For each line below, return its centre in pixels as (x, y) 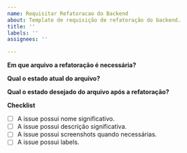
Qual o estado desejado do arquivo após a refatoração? (88, 92)
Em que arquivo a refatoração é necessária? (72, 65)
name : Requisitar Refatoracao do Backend (68, 13)
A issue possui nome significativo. (66, 119)
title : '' (21, 26)
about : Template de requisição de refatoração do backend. (94, 20)
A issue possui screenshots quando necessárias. (87, 134)
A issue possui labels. (48, 142)
